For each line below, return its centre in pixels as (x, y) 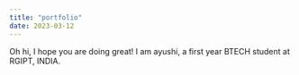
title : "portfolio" (46, 17)
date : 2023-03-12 (42, 26)
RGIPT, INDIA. (35, 61)
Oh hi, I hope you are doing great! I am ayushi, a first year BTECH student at (149, 51)
